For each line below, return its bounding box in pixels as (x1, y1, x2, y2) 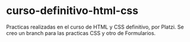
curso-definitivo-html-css (6, 4, 138, 17)
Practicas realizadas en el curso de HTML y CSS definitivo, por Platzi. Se (6, 23, 184, 30)
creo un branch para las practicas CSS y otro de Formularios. (6, 29, 156, 36)
